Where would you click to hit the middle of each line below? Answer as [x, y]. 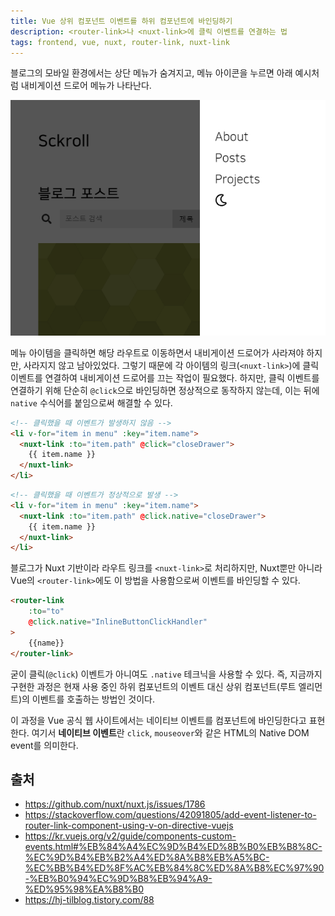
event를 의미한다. [44, 745]
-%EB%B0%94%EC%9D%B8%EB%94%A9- [118, 879]
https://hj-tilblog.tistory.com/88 [89, 900]
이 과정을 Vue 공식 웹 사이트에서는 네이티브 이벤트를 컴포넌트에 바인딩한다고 [158, 720]
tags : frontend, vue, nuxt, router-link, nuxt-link [120, 42]
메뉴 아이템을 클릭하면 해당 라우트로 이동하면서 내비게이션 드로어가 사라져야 [157, 352]
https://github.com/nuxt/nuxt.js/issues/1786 [115, 804]
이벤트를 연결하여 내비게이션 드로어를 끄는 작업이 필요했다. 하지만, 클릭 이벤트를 [165, 377]
